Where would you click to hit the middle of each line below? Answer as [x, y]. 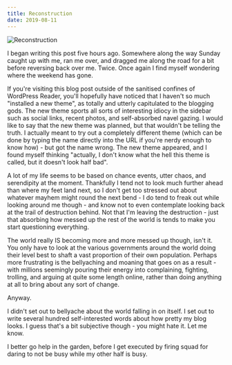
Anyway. [19, 297]
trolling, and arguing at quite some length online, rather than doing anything [115, 277]
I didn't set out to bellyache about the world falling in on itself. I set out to [111, 311]
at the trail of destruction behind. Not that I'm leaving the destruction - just [113, 212]
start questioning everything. [48, 227]
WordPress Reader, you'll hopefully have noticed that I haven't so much [109, 96]
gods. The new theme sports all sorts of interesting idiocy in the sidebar [109, 111]
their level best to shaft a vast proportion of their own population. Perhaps [112, 255]
